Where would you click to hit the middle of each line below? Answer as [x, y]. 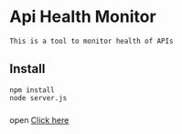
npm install [32, 90]
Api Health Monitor [83, 17]
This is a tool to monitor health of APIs [91, 41]
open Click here [39, 119]
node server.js [38, 98]
